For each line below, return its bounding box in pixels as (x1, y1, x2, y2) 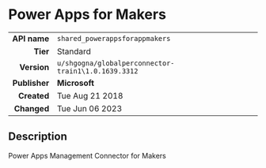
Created (18, 90, 50, 101)
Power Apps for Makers (8, 6, 166, 24)
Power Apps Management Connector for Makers (8, 151, 166, 160)
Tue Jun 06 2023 (56, 103, 123, 114)
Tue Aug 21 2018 (56, 90, 123, 101)
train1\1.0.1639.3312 (56, 66, 139, 76)
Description (8, 130, 67, 144)
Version (19, 62, 50, 73)
